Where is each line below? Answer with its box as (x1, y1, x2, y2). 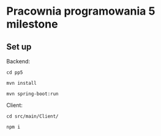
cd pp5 (6, 70, 23, 76)
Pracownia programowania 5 (6, 4, 155, 18)
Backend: (6, 58, 31, 65)
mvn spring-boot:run (6, 91, 59, 97)
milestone (6, 17, 58, 31)
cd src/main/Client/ (6, 113, 59, 120)
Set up (6, 41, 32, 52)
